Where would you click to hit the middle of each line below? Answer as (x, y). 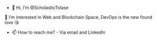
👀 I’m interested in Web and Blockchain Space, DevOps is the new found (78, 17)
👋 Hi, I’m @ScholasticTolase (40, 8)
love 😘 (12, 22)
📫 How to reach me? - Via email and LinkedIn (59, 32)
